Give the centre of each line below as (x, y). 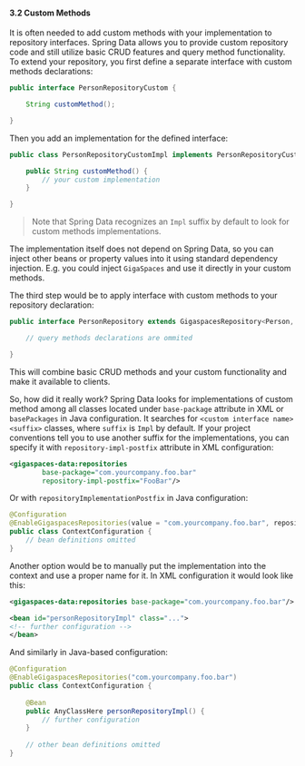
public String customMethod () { (87, 171)
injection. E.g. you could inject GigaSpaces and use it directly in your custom (151, 269)
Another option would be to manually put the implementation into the (138, 565)
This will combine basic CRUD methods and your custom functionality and (148, 371)
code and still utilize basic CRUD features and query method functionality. (148, 52)
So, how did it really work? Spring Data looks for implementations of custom (151, 398)
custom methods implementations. (96, 231)
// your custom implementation (101, 180)
